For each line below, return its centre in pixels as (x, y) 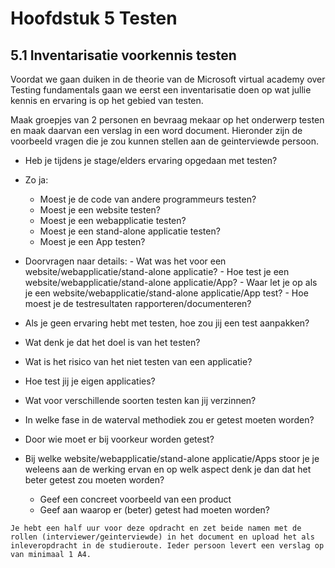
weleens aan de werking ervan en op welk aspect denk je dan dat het (168, 469)
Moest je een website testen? (100, 210)
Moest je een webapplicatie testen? (113, 220)
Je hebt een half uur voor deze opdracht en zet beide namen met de (156, 528)
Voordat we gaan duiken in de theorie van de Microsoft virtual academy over (168, 79)
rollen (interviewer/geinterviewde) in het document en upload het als (162, 537)
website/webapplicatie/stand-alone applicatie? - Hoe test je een (157, 271)
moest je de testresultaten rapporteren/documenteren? (138, 303)
